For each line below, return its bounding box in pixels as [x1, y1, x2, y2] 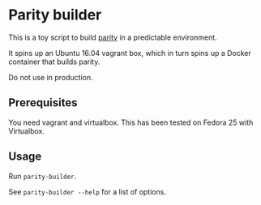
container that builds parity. [8, 57, 101, 66]
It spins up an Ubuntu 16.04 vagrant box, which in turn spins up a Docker [8, 48, 251, 58]
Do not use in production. [8, 72, 93, 82]
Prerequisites [8, 96, 78, 110]
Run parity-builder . [8, 171, 77, 181]
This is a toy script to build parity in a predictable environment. [8, 32, 217, 42]
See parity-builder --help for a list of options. [8, 186, 166, 196]
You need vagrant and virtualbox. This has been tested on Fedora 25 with [8, 117, 254, 127]
